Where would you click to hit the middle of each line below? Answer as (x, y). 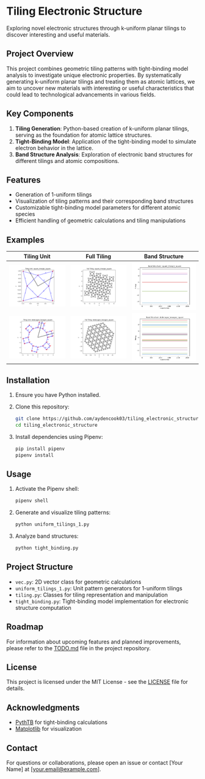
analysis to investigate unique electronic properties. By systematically (94, 75)
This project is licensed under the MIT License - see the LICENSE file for (97, 682)
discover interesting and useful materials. (58, 34)
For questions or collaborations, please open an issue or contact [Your (95, 763)
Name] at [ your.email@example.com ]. (54, 769)
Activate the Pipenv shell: (47, 489)
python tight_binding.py (47, 548)
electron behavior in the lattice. (54, 148)
